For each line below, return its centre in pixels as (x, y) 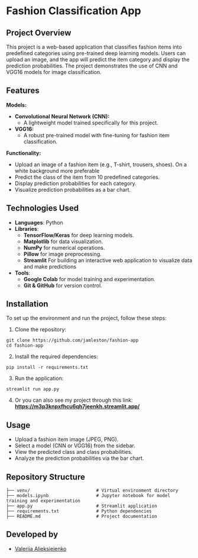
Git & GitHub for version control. (63, 285)
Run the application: (39, 378)
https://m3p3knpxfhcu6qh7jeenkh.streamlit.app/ (77, 407)
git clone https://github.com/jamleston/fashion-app (72, 341)
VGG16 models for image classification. (54, 72)
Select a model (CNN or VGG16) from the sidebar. (75, 446)
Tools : (22, 273)
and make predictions (50, 266)
